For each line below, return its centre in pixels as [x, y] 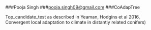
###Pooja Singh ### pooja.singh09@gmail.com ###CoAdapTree [73, 7]
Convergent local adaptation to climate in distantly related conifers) [76, 22]
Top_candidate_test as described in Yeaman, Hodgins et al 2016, [73, 17]
